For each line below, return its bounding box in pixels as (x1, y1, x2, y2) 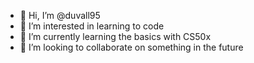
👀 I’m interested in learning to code (19, 20, 165, 32)
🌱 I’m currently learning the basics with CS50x (19, 31, 212, 42)
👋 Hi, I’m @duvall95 (19, 10, 101, 21)
